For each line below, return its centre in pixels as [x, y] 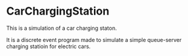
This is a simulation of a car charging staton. [62, 28]
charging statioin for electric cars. [49, 46]
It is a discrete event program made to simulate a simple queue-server [94, 40]
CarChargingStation [58, 11]
